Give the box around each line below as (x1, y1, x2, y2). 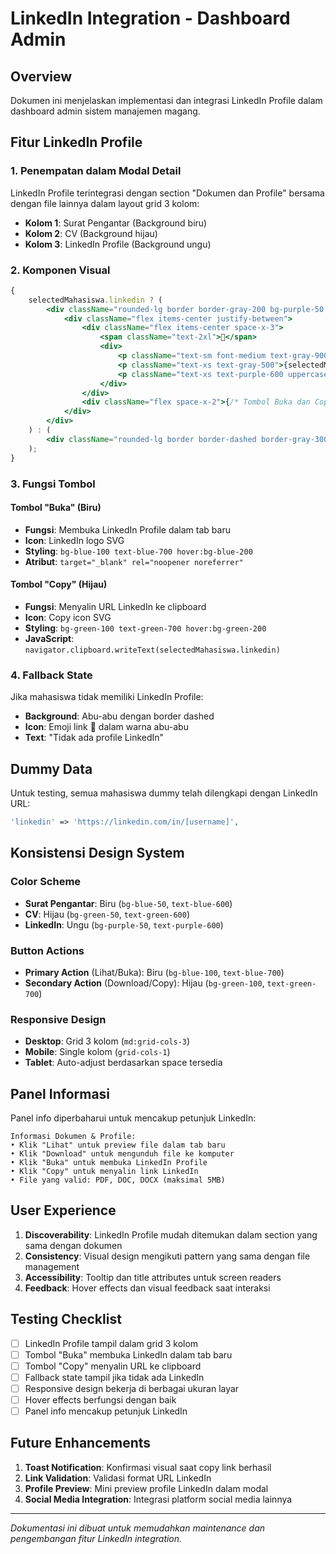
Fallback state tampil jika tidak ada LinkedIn (24, 1371, 205, 1383)
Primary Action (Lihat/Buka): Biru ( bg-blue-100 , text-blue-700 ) (24, 966, 285, 978)
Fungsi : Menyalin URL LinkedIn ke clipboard (24, 600, 207, 612)
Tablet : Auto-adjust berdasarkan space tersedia (24, 1057, 223, 1069)
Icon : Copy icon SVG (24, 611, 112, 623)
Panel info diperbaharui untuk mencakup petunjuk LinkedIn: (10, 1112, 257, 1124)
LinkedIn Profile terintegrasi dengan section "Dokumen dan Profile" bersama (10, 187, 325, 199)
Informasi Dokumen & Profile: (10, 1132, 137, 1142)
